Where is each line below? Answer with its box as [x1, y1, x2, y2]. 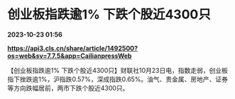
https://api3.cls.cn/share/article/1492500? [7, 44, 138, 52]
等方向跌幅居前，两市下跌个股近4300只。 [7, 83, 129, 92]
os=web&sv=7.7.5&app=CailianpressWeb [7, 51, 132, 60]
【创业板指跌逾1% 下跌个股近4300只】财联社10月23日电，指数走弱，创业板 [7, 66, 229, 74]
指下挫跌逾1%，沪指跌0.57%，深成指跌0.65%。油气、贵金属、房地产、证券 [7, 75, 229, 83]
